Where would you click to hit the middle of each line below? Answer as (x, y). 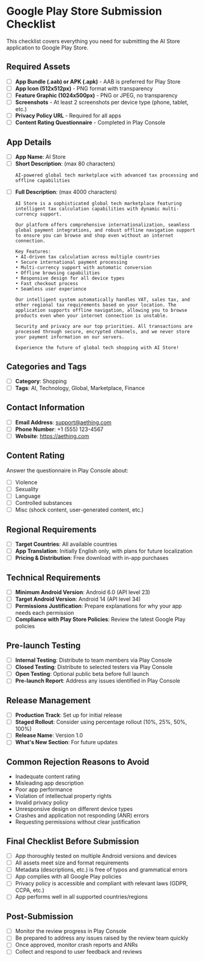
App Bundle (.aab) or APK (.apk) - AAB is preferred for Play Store (98, 81)
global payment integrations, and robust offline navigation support (105, 230)
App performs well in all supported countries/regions (81, 897)
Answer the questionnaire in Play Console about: (67, 470)
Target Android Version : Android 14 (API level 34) (78, 599)
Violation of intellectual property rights (63, 796)
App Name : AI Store (40, 156)
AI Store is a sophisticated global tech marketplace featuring (98, 204)
